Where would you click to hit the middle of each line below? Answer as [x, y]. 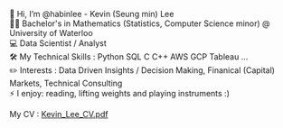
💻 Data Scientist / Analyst [58, 43]
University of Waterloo [51, 33]
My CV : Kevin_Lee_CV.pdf [59, 114]
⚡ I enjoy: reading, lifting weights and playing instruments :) [120, 93]
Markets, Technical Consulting [66, 83]
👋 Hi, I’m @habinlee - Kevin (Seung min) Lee [92, 14]
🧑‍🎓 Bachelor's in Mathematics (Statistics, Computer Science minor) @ [140, 23]
